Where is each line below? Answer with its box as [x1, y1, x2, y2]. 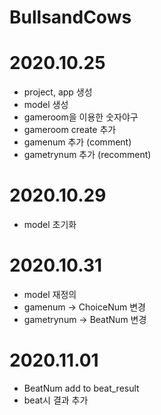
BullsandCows [9, 6, 132, 29]
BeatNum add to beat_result [23, 382, 140, 394]
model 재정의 [23, 289, 77, 300]
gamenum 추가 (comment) [23, 136, 132, 148]
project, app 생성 [23, 86, 93, 98]
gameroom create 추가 [23, 124, 117, 136]
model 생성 [23, 99, 69, 111]
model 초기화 [23, 219, 77, 231]
